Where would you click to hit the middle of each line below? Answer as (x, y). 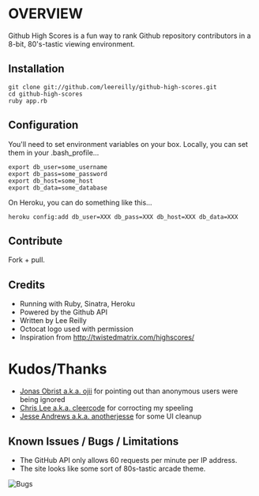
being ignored (42, 400)
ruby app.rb (28, 101)
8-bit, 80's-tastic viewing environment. (72, 43)
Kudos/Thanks (58, 369)
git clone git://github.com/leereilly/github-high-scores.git (113, 87)
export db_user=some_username (58, 167)
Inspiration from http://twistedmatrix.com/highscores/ (107, 337)
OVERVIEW (46, 14)
